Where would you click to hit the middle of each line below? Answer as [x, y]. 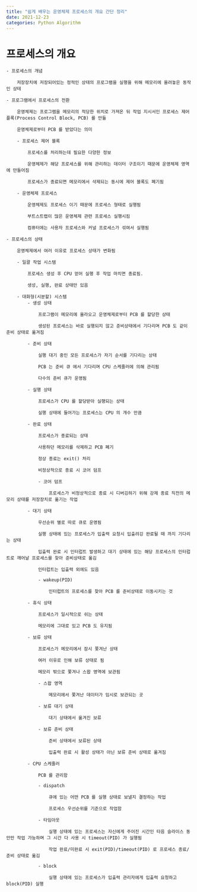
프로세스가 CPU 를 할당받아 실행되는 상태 [81, 402]
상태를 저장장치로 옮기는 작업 [47, 500]
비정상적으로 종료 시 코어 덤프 [70, 470]
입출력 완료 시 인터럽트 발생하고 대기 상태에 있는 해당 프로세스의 [107, 552]
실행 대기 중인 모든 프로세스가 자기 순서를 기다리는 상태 [97, 356]
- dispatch [51, 786]
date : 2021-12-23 [28, 17]
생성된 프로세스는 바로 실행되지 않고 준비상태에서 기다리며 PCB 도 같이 [113, 326]
